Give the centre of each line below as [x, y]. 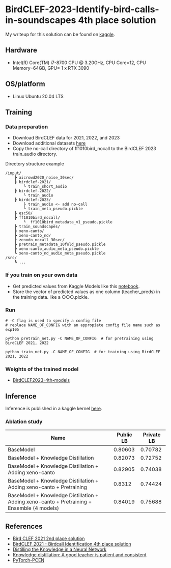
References [24, 526]
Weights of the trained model [42, 369]
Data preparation [27, 127]
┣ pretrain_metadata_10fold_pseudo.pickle [60, 245]
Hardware [21, 50]
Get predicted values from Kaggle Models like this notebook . [76, 286]
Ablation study [24, 421]
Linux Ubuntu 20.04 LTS [38, 96]
